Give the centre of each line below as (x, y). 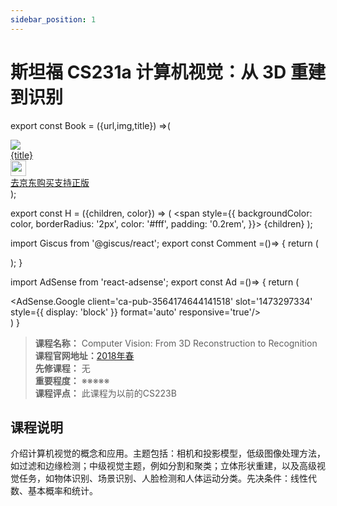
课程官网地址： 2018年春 (84, 355)
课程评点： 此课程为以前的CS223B (105, 393)
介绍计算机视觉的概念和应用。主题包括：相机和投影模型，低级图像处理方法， (168, 453)
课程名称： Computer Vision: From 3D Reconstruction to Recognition (176, 343)
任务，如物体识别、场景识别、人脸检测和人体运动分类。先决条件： (154, 478)
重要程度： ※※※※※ (72, 380)
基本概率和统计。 (62, 491)
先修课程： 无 (62, 368)
